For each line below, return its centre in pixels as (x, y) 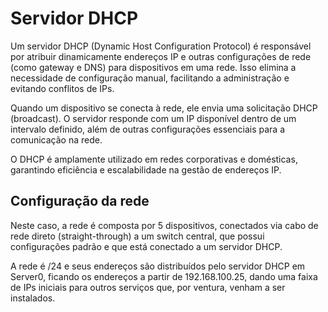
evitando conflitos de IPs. (62, 88)
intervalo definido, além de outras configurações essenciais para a (148, 129)
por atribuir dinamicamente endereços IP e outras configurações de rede (161, 56)
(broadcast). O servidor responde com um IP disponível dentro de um (153, 118)
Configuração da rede (80, 201)
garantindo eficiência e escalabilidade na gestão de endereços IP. (146, 169)
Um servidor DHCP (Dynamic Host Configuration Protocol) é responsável (161, 46)
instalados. (33, 298)
